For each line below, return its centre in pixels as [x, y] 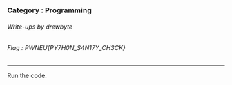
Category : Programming [49, 10]
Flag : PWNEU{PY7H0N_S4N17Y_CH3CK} [66, 48]
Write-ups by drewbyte [40, 27]
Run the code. [27, 75]
